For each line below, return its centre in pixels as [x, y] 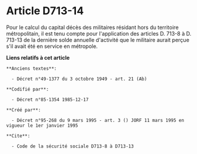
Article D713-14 [45, 11]
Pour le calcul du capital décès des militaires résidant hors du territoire [93, 27]
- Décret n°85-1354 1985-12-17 [50, 100]
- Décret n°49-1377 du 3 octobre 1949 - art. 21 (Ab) [79, 79]
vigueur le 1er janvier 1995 [42, 126]
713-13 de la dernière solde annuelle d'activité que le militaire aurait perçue [98, 40]
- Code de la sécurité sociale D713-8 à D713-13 [73, 146]
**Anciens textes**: [32, 68]
